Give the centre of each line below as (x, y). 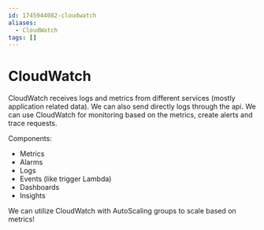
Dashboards (39, 187)
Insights (32, 196)
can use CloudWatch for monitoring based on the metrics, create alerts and (131, 115)
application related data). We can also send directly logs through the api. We (132, 106)
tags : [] (22, 37)
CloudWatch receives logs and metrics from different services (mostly (122, 98)
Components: (30, 139)
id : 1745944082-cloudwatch (52, 15)
